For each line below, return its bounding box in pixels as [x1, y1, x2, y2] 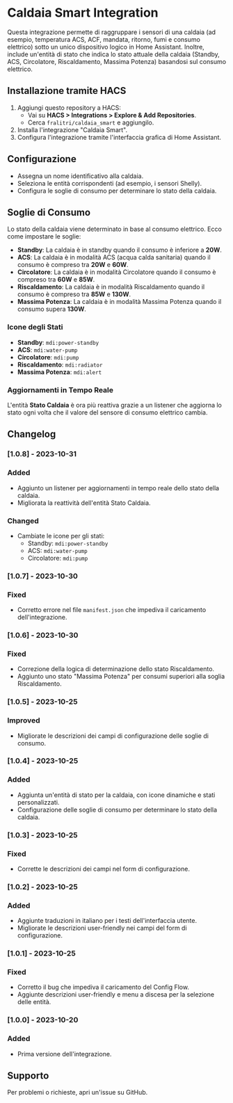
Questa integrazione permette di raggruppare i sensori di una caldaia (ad [7, 28, 216, 36]
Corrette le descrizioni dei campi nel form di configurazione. [17, 864, 190, 873]
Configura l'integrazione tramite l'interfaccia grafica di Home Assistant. [17, 133, 221, 141]
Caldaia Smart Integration [7, 5, 159, 21]
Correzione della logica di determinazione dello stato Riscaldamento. [17, 665, 214, 673]
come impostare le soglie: [7, 232, 81, 241]
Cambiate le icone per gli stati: [17, 531, 105, 540]
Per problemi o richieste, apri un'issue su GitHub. [7, 1088, 148, 1097]
